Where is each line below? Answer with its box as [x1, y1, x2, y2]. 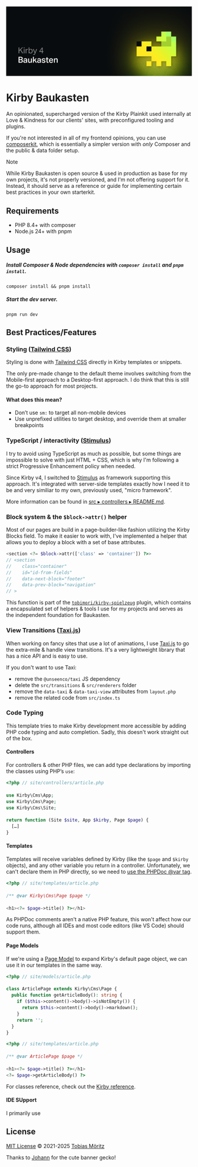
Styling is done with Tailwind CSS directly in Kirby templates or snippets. [6, 359, 183, 366]
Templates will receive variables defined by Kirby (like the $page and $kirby [6, 856, 189, 863]
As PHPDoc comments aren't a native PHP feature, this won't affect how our [6, 916, 192, 923]
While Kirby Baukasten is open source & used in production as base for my [6, 170, 187, 177]
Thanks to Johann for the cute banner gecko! [6, 1153, 116, 1161]
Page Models [6, 942, 39, 949]
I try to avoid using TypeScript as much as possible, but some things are [6, 450, 181, 457]
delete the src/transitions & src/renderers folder [14, 681, 137, 688]
